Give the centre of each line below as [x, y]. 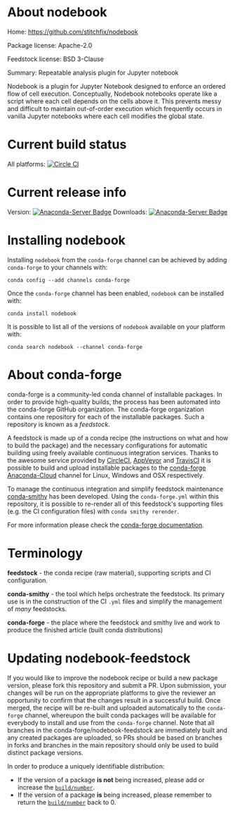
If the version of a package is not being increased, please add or [111, 780]
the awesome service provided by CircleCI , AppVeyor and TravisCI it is [109, 460]
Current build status [67, 145]
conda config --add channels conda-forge [69, 280]
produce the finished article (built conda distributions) [85, 629]
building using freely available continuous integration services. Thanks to [113, 453]
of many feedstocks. [37, 608]
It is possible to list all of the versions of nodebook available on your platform [116, 326]
